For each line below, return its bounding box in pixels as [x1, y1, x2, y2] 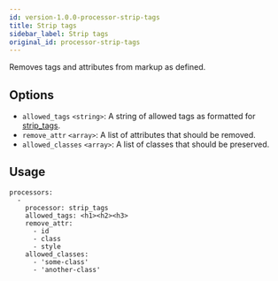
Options [9, 87, 55, 103]
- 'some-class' [32, 257, 89, 266]
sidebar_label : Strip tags [9, 29, 109, 38]
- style [32, 242, 62, 251]
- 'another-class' [32, 265, 101, 274]
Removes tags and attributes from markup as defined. [9, 62, 206, 72]
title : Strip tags [9, 21, 77, 30]
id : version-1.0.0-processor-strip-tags [9, 12, 161, 22]
